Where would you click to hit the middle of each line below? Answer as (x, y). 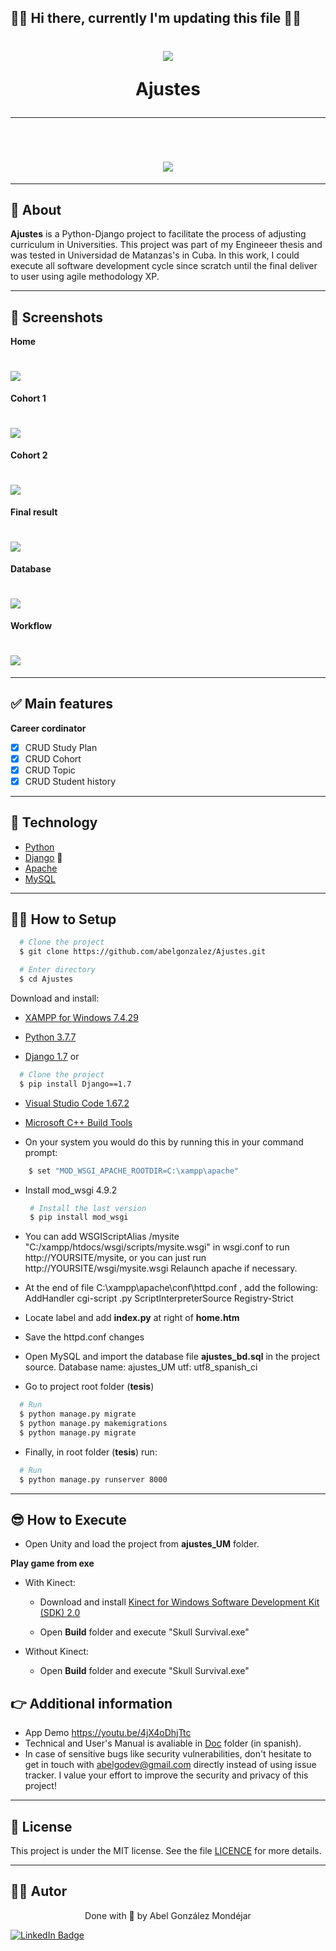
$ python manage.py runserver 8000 (93, 1479)
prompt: (41, 1152)
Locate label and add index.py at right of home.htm (132, 1318)
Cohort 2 (29, 455)
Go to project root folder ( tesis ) (89, 1387)
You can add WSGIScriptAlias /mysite (102, 1237)
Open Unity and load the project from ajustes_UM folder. (142, 1544)
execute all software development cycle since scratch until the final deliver (164, 266)
